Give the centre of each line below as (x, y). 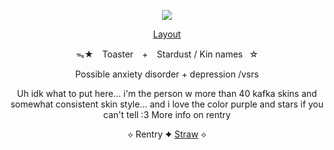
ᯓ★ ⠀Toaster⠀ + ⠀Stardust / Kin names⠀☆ (167, 54)
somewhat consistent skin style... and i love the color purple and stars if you (167, 104)
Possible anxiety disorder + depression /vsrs (167, 74)
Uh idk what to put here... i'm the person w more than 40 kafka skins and (167, 93)
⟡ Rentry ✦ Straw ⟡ (167, 134)
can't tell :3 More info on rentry (167, 114)
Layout (167, 34)
